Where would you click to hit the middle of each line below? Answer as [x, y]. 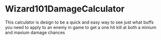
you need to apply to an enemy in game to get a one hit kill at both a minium [81, 27]
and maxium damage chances [35, 32]
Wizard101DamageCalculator [65, 9]
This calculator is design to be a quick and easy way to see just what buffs [79, 22]
